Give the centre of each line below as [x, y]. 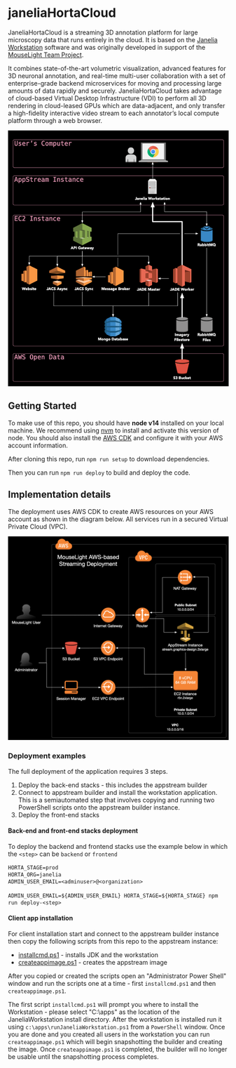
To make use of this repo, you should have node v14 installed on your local [116, 423]
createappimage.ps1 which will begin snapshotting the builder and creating [115, 1042]
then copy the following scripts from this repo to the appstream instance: [113, 942]
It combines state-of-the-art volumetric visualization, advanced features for [117, 68]
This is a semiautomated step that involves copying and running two [116, 800]
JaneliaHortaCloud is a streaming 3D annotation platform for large [103, 32]
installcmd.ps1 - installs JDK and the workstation [88, 955]
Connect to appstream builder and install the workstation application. [118, 792]
